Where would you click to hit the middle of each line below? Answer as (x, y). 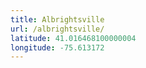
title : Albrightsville (57, 19)
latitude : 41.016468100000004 (73, 38)
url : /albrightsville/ (57, 29)
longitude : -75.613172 (57, 47)
